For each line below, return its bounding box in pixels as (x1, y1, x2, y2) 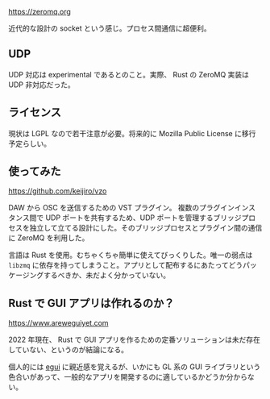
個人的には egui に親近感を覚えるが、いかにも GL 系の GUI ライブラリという (8, 362, 261, 372)
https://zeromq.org (8, 7, 71, 16)
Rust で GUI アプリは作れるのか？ (8, 296, 175, 310)
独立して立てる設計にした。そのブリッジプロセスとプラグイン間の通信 (29, 223, 263, 233)
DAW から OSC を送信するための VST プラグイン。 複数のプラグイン (8, 203, 235, 213)
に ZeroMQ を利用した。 (8, 233, 89, 243)
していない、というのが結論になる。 (8, 345, 129, 355)
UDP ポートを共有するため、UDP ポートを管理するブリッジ (45, 213, 242, 222)
